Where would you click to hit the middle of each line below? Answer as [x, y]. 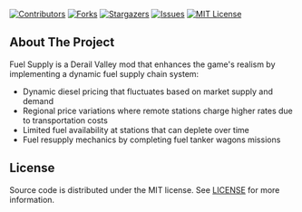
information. [32, 199]
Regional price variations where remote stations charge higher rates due [157, 111]
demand [38, 101]
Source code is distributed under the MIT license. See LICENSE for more [145, 189]
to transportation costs [65, 120]
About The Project [62, 42]
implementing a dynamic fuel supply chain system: [104, 73]
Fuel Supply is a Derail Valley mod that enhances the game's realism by [142, 64]
